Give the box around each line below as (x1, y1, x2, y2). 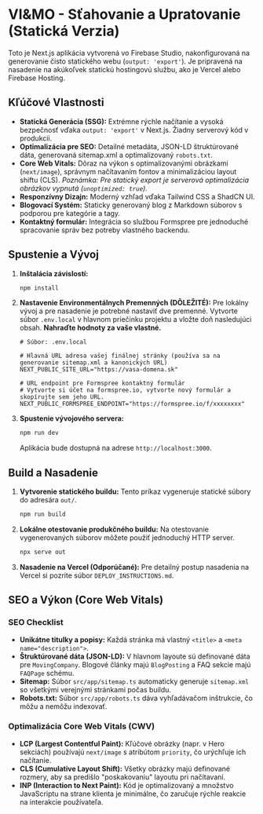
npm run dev (19, 429, 59, 437)
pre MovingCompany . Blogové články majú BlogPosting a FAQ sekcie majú (19, 659, 251, 669)
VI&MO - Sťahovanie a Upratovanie (8, 5, 241, 24)
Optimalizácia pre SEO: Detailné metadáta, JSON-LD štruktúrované (19, 141, 239, 151)
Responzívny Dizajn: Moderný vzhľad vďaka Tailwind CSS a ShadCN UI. (19, 192, 255, 201)
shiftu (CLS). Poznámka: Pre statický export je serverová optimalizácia (19, 175, 250, 184)
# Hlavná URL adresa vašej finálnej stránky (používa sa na (19, 352, 221, 360)
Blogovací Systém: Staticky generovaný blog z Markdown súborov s (19, 200, 243, 210)
